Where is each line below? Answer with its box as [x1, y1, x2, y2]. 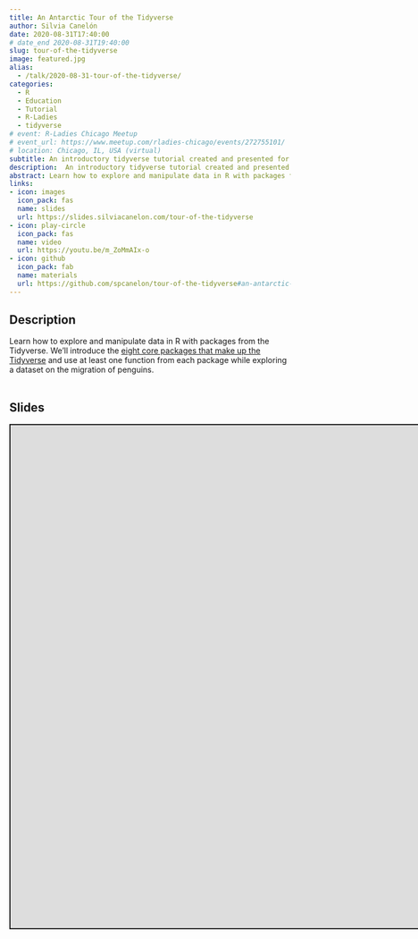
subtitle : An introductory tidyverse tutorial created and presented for [9, 154, 290, 164]
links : [9, 180, 34, 189]
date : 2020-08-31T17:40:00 [9, 30, 110, 38]
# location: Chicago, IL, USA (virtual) [9, 146, 163, 155]
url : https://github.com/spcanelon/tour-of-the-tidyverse [17, 279, 238, 288]
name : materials [17, 271, 78, 280]
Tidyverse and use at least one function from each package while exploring [9, 355, 288, 366]
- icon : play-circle [9, 221, 87, 230]
